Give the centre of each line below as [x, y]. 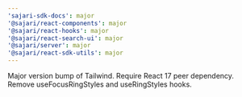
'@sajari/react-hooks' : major [58, 30]
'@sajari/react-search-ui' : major [66, 38]
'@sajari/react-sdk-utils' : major [66, 53]
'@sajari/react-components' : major [67, 23]
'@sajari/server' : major [49, 46]
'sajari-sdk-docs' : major [51, 16]
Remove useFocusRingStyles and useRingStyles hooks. [100, 84]
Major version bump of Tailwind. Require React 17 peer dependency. [121, 76]
